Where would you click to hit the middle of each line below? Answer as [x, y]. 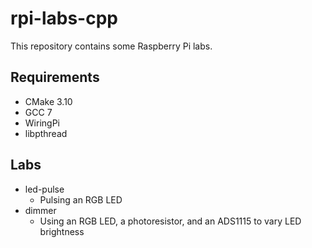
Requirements [55, 77]
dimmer [40, 210]
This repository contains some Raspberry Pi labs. [111, 46]
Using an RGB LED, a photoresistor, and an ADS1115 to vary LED [170, 221]
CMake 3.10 [48, 101]
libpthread [46, 133]
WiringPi [42, 123]
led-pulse [44, 189]
